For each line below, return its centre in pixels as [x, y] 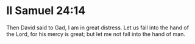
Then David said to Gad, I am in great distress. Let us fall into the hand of [98, 28]
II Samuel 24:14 [46, 11]
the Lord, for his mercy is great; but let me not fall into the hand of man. [96, 34]
